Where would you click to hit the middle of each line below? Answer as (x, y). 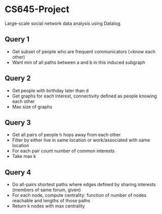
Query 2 (18, 78)
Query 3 (18, 122)
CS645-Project (37, 9)
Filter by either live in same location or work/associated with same (81, 140)
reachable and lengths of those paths (51, 201)
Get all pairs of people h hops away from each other (66, 135)
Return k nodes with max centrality (48, 206)
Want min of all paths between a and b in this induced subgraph (78, 62)
